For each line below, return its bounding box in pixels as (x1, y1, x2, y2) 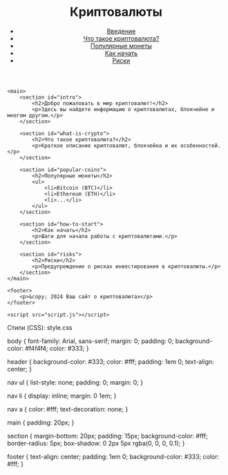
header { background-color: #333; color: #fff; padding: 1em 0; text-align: (7, 357, 214, 366)
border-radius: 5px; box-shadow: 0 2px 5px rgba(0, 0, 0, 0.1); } (7, 439, 185, 447)
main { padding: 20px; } (7, 418, 75, 427)
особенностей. (180, 142, 221, 149)
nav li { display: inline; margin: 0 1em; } (7, 391, 117, 400)
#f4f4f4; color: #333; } (25, 344, 89, 352)
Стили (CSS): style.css (7, 323, 73, 331)
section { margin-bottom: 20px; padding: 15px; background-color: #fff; (7, 432, 209, 440)
